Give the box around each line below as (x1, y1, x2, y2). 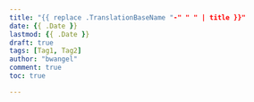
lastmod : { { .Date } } (9, 30, 90, 38)
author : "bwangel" (9, 55, 78, 64)
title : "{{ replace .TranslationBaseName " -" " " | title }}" (9, 13, 246, 22)
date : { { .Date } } (9, 21, 78, 30)
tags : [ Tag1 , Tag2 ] (9, 47, 82, 55)
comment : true (9, 64, 63, 72)
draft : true (9, 38, 54, 47)
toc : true (9, 72, 47, 81)
